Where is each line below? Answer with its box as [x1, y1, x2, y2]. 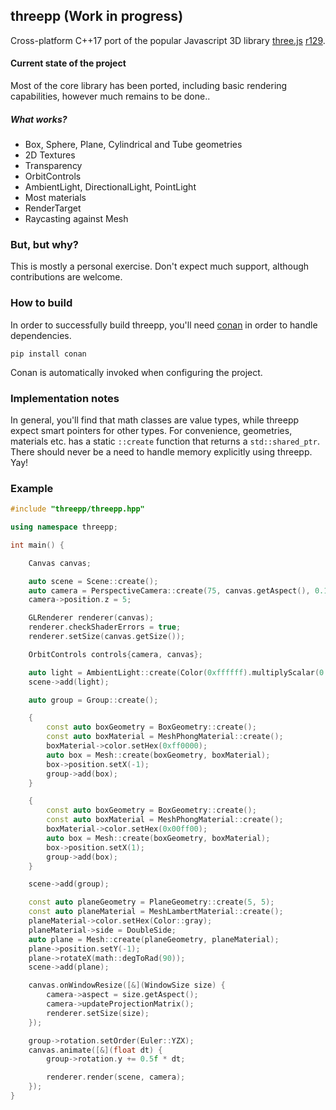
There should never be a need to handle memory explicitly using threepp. [10, 445, 313, 458]
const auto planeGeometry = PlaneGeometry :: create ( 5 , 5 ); [28, 897, 275, 908]
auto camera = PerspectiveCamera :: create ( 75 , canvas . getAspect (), [28, 585, 311, 596]
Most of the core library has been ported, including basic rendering [10, 80, 288, 92]
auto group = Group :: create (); [28, 695, 159, 705]
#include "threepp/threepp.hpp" [10, 504, 145, 514]
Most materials [24, 191, 87, 203]
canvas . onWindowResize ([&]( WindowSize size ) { [28, 980, 226, 991]
